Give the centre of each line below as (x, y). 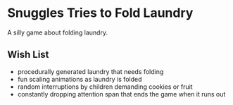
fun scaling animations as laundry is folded (80, 79)
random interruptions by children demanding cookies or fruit (105, 87)
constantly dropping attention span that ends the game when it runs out (121, 94)
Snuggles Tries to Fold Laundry (100, 13)
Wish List (28, 55)
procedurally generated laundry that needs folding (90, 71)
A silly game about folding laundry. (57, 32)
